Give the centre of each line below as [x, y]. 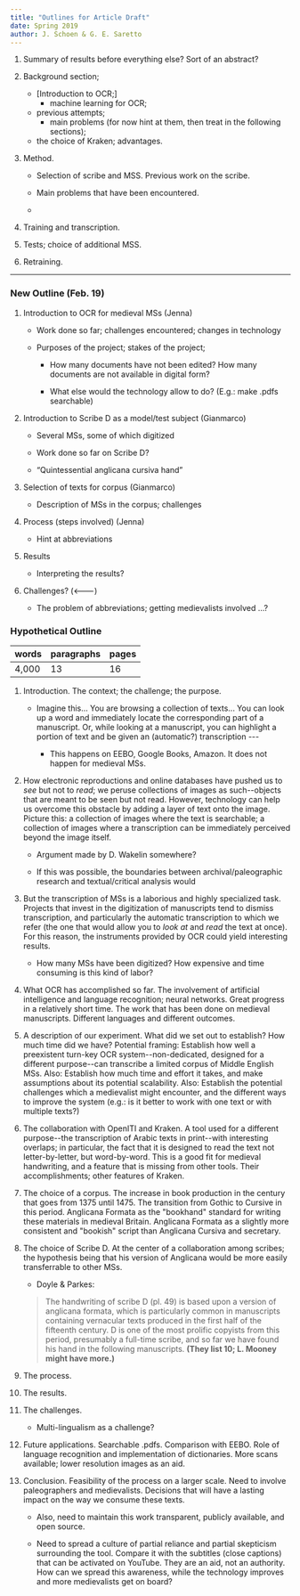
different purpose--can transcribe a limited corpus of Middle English [148, 1063]
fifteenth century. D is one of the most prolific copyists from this [162, 1330]
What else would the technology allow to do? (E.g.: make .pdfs [164, 391]
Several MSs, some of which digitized [105, 435]
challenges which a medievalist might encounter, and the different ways [154, 1092]
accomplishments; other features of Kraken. [104, 1176]
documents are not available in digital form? [130, 374]
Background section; [61, 77]
